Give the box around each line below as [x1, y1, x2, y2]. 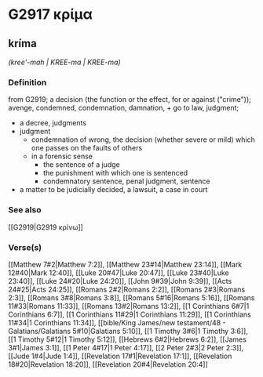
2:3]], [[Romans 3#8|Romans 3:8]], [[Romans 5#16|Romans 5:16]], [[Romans [8, 292, 255, 303]
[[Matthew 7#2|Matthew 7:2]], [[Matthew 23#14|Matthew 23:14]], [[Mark [8, 259, 243, 269]
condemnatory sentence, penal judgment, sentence [42, 176, 210, 186]
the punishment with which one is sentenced [42, 169, 188, 178]
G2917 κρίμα [8, 5, 93, 24]
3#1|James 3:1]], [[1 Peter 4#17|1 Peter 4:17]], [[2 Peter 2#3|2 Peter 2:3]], [8, 343, 244, 352]
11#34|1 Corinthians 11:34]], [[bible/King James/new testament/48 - [8, 317, 226, 327]
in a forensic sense [31, 151, 93, 161]
